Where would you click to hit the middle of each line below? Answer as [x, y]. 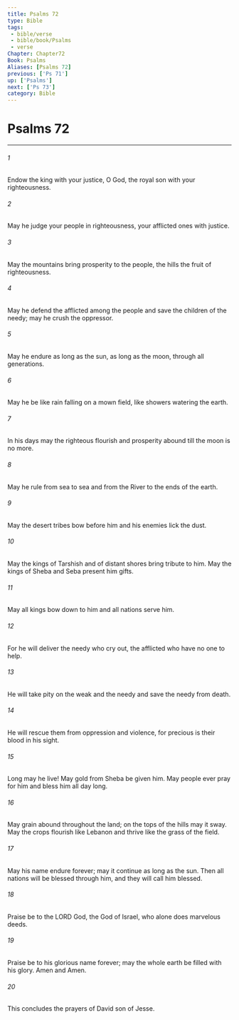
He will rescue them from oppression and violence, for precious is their [111, 733]
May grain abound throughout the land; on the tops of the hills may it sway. [117, 825]
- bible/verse [31, 34]
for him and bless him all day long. [58, 786]
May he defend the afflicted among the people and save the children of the [117, 310]
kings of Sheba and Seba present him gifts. [70, 571]
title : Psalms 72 [33, 14]
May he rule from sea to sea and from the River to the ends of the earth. [113, 486]
